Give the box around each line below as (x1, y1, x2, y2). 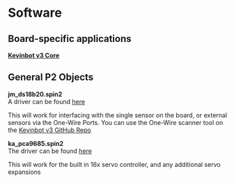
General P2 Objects (8, 71, 94, 83)
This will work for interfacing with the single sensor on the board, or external (8, 110, 228, 119)
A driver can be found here (8, 97, 86, 105)
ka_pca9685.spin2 (8, 139, 64, 147)
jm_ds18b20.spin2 (8, 89, 63, 98)
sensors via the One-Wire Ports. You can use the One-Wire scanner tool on (8, 118, 224, 126)
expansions (8, 168, 41, 176)
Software (8, 5, 62, 21)
